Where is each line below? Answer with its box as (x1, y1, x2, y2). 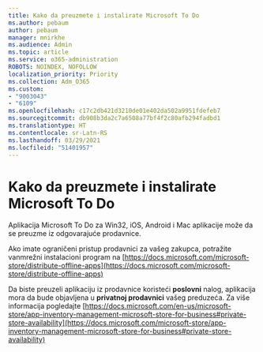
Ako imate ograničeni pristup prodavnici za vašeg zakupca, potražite (8, 244, 231, 253)
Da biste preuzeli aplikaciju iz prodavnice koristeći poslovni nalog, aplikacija (8, 285, 256, 294)
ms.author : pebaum (8, 19, 69, 27)
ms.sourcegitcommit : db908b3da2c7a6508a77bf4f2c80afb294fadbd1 (8, 114, 221, 122)
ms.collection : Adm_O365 (8, 77, 90, 85)
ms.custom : (8, 84, 44, 93)
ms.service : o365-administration (8, 56, 118, 64)
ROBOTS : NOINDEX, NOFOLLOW (8, 63, 97, 71)
